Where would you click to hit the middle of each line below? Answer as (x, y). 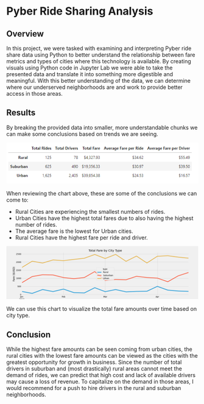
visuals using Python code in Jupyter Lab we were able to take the (90, 68)
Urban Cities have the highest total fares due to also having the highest (104, 218)
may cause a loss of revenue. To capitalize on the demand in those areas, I (100, 381)
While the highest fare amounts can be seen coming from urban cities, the (100, 349)
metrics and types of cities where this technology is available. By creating (99, 61)
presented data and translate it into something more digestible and (90, 74)
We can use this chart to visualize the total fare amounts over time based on (102, 309)
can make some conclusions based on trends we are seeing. (82, 134)
